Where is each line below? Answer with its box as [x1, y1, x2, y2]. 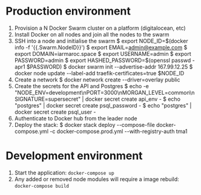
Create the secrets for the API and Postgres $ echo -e [14, 82, 150, 89]
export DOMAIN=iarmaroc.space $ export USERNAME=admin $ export [14, 50, 191, 57]
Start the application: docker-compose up [14, 169, 114, 176]
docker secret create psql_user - [14, 108, 96, 115]
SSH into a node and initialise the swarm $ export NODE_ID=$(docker [14, 37, 188, 44]
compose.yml [14, 128, 49, 135]
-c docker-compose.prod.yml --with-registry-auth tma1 [50, 128, 188, 135]
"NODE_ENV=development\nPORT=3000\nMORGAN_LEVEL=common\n [14, 89, 195, 96]
